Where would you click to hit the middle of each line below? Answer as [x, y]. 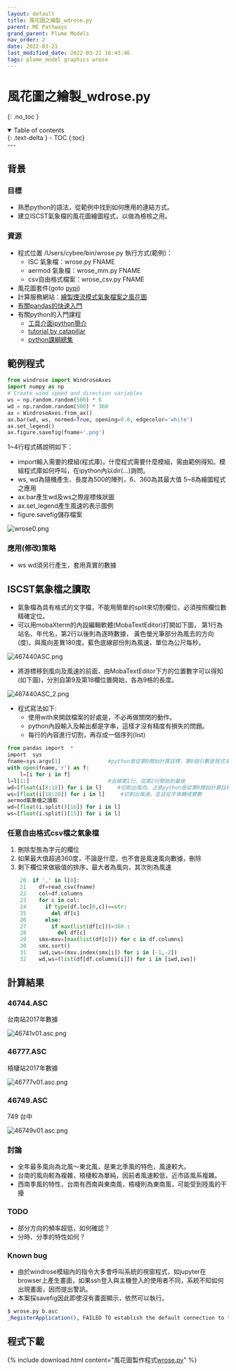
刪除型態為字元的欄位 [48, 850]
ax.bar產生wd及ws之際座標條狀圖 [66, 497]
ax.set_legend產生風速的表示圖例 [65, 506]
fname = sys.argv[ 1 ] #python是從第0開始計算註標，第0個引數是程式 [116, 761]
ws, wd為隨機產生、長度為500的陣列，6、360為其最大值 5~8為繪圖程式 [122, 480]
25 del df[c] [50, 913]
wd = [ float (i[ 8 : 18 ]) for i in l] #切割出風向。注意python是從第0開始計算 [114, 787]
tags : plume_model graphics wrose [58, 60]
